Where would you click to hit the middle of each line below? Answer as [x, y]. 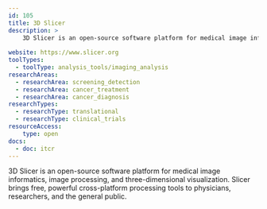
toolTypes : [26, 60]
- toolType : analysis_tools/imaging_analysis [92, 68]
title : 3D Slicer [37, 23]
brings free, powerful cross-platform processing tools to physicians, [120, 188]
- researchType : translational [67, 112]
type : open [41, 134]
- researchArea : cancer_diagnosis [72, 97]
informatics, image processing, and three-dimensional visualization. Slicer [129, 180]
